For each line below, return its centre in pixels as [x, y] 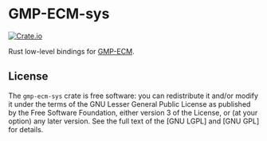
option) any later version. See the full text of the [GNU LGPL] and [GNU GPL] [134, 121]
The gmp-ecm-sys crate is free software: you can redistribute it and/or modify [133, 96]
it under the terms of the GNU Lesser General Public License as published [130, 104]
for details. [26, 129]
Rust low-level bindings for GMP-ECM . [71, 51]
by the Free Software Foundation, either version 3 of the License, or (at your [133, 112]
